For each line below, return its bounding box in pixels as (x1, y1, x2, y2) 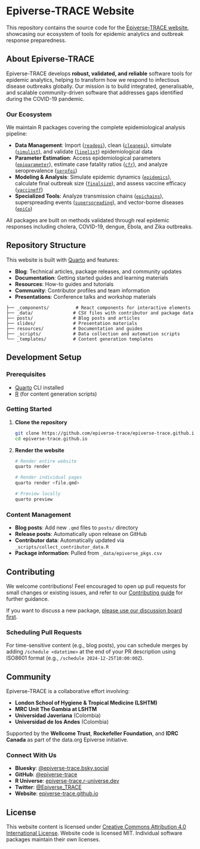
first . (6, 613, 18, 620)
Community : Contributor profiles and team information (14, 287, 150, 294)
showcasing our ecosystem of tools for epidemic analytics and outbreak (6, 30, 184, 37)
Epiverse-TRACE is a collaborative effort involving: (6, 688, 130, 695)
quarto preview (14, 496, 53, 502)
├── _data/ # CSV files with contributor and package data (6, 309, 194, 316)
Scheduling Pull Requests (6, 628, 82, 636)
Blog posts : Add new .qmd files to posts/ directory (14, 524, 139, 531)
